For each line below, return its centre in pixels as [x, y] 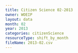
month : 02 [16, 24]
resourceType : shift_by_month [37, 38]
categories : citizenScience [35, 33]
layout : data [19, 19]
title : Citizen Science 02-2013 [39, 10]
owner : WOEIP [19, 15]
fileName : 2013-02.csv [29, 43]
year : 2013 [17, 29]
